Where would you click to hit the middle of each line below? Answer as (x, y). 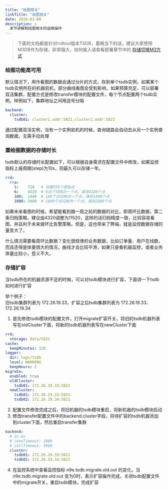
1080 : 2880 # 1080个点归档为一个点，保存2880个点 (63, 201)
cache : (12, 344)
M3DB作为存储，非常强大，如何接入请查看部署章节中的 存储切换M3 (87, 50)
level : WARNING (25, 362)
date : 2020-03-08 (23, 19)
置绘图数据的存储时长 (31, 150)
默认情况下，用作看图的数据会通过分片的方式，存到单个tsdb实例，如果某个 (82, 82)
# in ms (18, 436)
